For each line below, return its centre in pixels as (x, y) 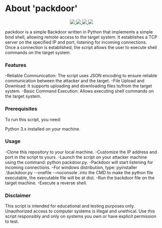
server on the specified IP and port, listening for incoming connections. (76, 42)
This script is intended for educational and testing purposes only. (70, 206)
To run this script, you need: (33, 119)
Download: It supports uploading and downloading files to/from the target (79, 86)
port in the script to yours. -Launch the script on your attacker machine (76, 157)
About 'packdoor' (41, 8)
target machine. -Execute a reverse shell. (46, 183)
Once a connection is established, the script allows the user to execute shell (81, 47)
